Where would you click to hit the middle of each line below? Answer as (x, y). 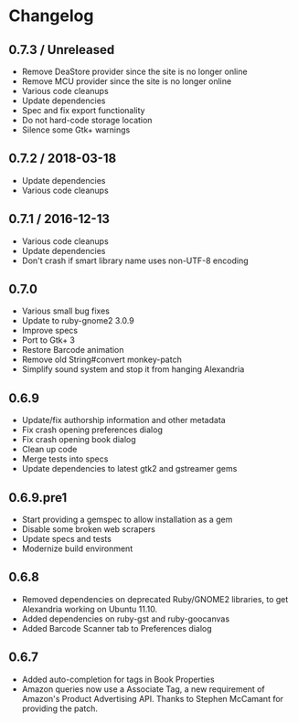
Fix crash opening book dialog (79, 440)
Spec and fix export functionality (83, 110)
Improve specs (50, 331)
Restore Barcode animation (73, 350)
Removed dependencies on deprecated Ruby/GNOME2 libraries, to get (155, 599)
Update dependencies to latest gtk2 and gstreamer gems (129, 469)
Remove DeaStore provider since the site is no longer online (134, 71)
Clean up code (49, 450)
